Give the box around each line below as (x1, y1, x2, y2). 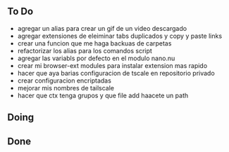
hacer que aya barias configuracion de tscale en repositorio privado (17, 69, 215, 77)
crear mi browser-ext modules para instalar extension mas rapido (17, 61, 208, 69)
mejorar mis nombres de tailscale (17, 83, 115, 92)
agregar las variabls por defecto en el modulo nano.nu (17, 54, 175, 62)
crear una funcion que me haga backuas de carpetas (17, 39, 172, 48)
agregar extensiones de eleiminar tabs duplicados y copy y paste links (17, 32, 223, 40)
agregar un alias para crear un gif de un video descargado (17, 24, 187, 32)
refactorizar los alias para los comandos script (17, 46, 153, 55)
